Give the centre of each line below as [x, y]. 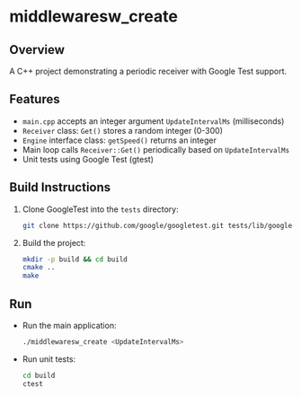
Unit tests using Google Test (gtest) [88, 159]
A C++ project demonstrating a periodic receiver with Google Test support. [148, 71]
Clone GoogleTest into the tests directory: [100, 209]
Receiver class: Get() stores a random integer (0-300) [122, 130]
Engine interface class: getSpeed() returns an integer [120, 140]
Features [35, 99]
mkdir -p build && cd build [75, 259]
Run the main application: [69, 325]
